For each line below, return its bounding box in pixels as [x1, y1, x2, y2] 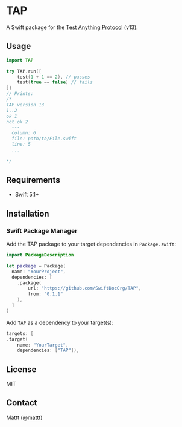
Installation [6, 208, 49, 218]
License [6, 364, 37, 374]
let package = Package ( [6, 262, 66, 269]
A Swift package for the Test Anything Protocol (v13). [6, 24, 139, 31]
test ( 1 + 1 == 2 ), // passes [17, 74, 90, 80]
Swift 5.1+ [14, 191, 39, 198]
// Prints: [6, 91, 34, 97]
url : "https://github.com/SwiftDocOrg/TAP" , [28, 285, 142, 292]
